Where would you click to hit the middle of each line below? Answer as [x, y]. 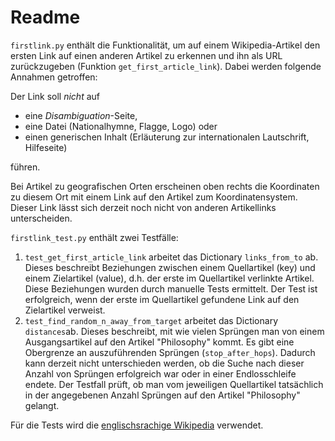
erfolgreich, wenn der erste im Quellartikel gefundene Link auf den [162, 299]
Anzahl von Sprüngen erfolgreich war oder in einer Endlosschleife [160, 373]
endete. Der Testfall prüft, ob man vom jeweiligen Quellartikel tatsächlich [174, 384]
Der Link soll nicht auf [55, 96]
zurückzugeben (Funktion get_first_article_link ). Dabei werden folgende [166, 66]
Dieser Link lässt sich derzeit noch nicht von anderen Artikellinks [143, 207]
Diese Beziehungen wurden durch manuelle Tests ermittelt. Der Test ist [171, 288]
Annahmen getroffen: [54, 77]
